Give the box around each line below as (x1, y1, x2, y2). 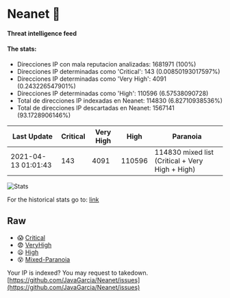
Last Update (12, 132, 53, 141)
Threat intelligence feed (7, 29, 77, 37)
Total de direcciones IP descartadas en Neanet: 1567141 (16, 103, 175, 112)
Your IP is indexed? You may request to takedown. (7, 269, 149, 277)
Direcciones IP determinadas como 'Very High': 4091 (16, 75, 166, 83)
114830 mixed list (154, 147, 214, 157)
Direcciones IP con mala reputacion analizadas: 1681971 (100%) (16, 60, 196, 68)
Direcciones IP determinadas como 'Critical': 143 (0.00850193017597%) (16, 67, 220, 75)
